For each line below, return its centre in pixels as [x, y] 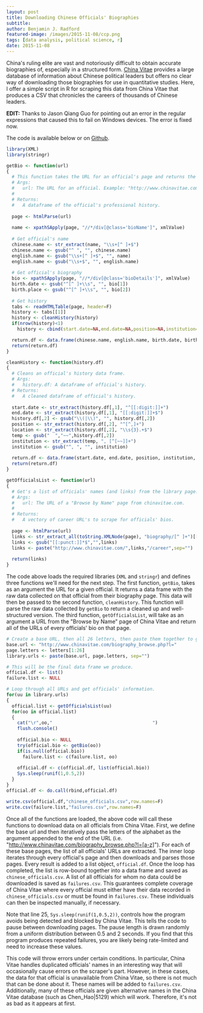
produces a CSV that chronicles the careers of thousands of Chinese [92, 95]
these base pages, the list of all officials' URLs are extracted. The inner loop [101, 851]
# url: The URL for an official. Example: [69, 189]
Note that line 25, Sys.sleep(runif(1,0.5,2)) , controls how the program [96, 914]
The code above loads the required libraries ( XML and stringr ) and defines [98, 576]
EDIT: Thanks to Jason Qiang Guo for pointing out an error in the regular [96, 113]
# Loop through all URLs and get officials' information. [81, 689]
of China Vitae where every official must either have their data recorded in [98, 889]
